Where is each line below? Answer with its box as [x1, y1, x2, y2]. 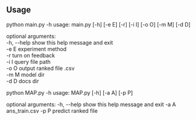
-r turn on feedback [6, 51, 55, 59]
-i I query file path [6, 58, 51, 65]
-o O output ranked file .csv [6, 65, 75, 72]
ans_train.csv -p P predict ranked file [6, 107, 98, 114]
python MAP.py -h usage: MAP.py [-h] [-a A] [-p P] [6, 89, 133, 96]
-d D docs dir [6, 77, 39, 84]
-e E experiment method [6, 45, 67, 52]
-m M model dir [6, 71, 45, 78]
